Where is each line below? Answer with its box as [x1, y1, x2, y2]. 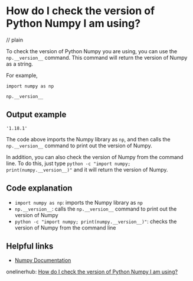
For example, [6, 72, 38, 79]
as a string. [6, 60, 34, 67]
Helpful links [6, 241, 54, 251]
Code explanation [6, 183, 73, 193]
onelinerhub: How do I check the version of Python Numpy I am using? [6, 268, 178, 276]
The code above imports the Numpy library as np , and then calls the [6, 135, 171, 143]
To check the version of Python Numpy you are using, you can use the [6, 47, 178, 54]
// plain [6, 36, 24, 43]
